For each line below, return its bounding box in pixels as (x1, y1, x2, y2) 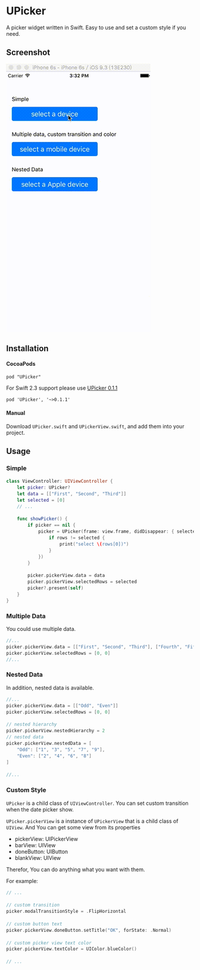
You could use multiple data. (6, 626, 76, 633)
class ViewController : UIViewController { (6, 478, 113, 484)
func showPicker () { (17, 516, 68, 522)
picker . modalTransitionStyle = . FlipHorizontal (6, 909, 127, 915)
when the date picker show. (6, 806, 74, 813)
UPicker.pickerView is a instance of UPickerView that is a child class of (6, 817, 179, 825)
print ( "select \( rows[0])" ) (59, 541, 129, 547)
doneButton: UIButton (14, 848, 68, 855)
